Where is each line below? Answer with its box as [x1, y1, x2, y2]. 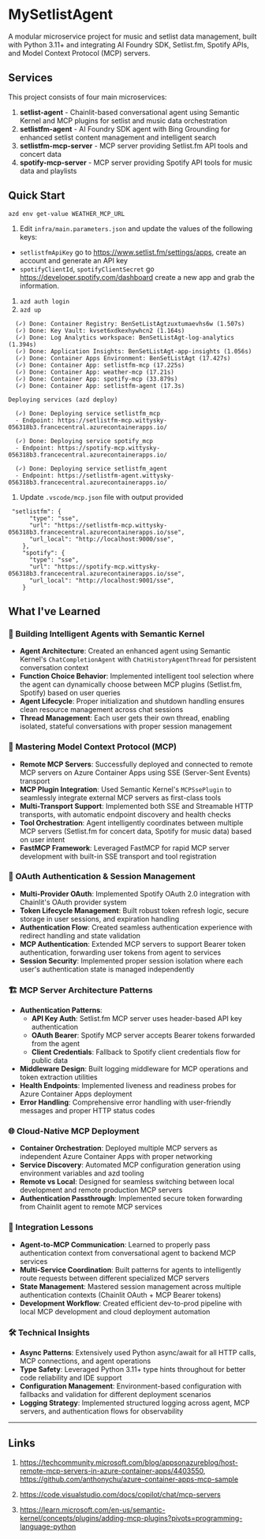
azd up [19, 306, 42, 314]
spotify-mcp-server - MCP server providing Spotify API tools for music [19, 158, 253, 167]
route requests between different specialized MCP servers [19, 1273, 210, 1283]
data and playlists [19, 166, 77, 175]
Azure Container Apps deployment [19, 1090, 132, 1099]
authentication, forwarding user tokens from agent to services [19, 948, 222, 957]
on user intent [19, 834, 65, 844]
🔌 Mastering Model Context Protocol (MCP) [8, 741, 177, 752]
